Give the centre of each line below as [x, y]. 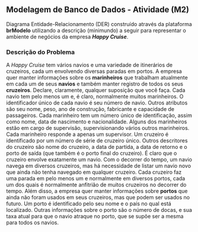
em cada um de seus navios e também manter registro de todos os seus [95, 84]
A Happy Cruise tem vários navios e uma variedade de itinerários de [90, 65]
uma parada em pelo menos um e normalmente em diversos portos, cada [96, 179]
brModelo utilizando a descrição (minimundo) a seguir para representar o [96, 30]
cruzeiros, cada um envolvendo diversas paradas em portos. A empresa [94, 71]
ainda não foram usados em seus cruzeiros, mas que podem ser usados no [98, 198]
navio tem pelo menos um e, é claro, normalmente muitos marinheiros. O [95, 97]
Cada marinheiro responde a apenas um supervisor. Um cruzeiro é [87, 134]
